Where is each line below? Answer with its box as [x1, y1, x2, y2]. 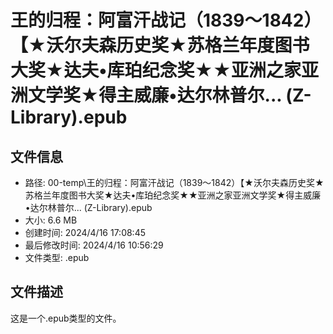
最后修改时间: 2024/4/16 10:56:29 [24, 239, 164, 251]
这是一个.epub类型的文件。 [10, 312, 122, 324]
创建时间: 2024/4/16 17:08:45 [24, 227, 147, 238]
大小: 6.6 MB [24, 214, 78, 226]
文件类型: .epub [24, 252, 90, 263]
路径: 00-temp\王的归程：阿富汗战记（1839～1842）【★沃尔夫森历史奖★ [24, 177, 325, 188]
